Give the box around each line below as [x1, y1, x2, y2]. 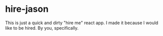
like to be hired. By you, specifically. [5, 25, 79, 31]
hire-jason [5, 3, 49, 15]
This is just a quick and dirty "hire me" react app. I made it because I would [5, 20, 159, 26]
